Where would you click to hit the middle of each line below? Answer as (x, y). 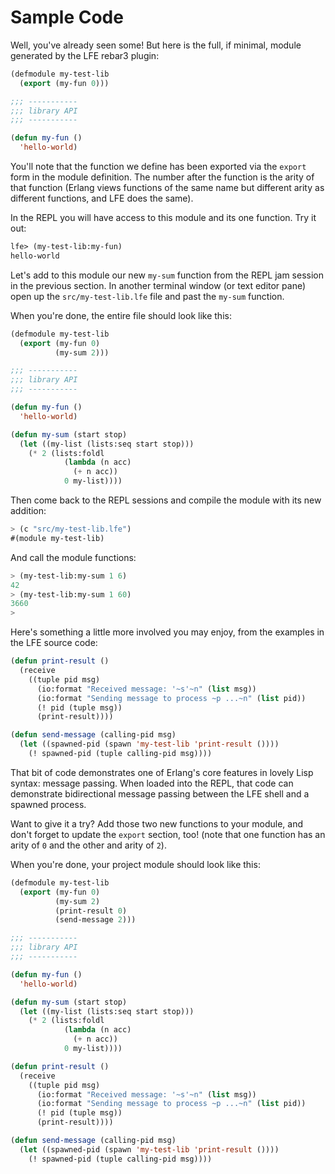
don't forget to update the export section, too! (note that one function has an (168, 834)
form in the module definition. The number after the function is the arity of (162, 177)
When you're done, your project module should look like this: (135, 864)
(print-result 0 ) (91, 911)
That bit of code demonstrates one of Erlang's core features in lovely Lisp (162, 772)
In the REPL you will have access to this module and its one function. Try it (163, 218)
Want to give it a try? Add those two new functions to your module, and (156, 823)
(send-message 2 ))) (95, 920)
